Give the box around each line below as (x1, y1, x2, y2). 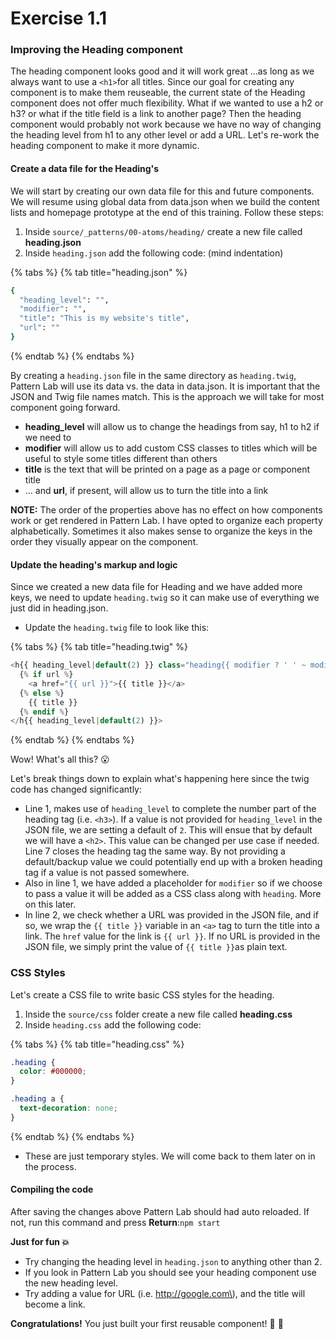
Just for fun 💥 (10, 1236, 70, 1248)
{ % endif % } (19, 707, 70, 717)
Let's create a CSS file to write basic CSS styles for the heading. (10, 988, 275, 1001)
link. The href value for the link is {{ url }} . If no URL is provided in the (24, 930, 321, 942)
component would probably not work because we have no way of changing (10, 118, 322, 131)
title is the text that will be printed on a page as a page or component (24, 463, 310, 475)
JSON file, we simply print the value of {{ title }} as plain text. (24, 941, 288, 953)
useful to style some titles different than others (24, 452, 218, 464)
